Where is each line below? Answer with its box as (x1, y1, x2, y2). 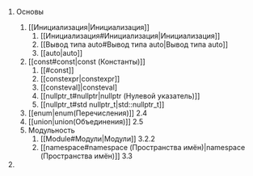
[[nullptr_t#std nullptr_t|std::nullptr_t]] (40, 100, 165, 109)
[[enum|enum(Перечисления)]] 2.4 (27, 108, 148, 118)
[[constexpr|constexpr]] (40, 74, 120, 83)
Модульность (27, 125, 75, 135)
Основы (15, 7, 44, 16)
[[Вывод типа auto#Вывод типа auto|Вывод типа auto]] (40, 40, 229, 49)
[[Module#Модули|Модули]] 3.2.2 (40, 134, 156, 144)
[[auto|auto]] (40, 48, 83, 57)
